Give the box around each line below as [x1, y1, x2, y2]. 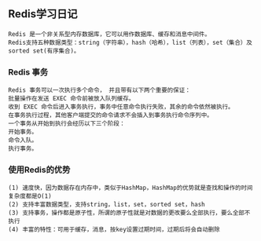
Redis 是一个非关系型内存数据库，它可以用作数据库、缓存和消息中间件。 [8, 30, 211, 38]
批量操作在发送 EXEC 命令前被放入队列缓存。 [8, 95, 135, 103]
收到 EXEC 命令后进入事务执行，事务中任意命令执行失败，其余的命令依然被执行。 [8, 103, 234, 111]
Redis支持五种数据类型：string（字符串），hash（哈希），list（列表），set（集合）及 [8, 38, 253, 46]
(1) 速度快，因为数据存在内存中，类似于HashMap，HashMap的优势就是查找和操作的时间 [8, 184, 253, 192]
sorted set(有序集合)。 [8, 46, 80, 55]
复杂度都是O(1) [8, 192, 53, 200]
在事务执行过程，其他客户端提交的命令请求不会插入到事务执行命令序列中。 [8, 111, 214, 119]
